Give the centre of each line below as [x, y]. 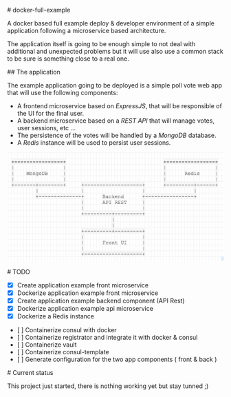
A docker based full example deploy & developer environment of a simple [111, 23]
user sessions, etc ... [46, 128]
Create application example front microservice [83, 285]
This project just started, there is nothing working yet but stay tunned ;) [108, 386]
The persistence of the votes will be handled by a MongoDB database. [117, 135]
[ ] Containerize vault [47, 345]
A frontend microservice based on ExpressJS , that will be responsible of [119, 106]
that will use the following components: [63, 93]
